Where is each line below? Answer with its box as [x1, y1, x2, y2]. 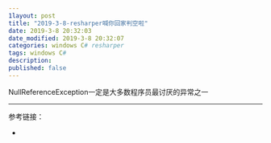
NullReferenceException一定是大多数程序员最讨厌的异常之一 [8, 87, 209, 96]
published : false [8, 64, 67, 72]
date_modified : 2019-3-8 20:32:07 [8, 34, 125, 43]
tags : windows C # [8, 49, 67, 57]
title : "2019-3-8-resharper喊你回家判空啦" [8, 19, 148, 27]
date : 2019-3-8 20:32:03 [8, 27, 92, 35]
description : [8, 57, 52, 65]
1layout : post [8, 11, 56, 20]
